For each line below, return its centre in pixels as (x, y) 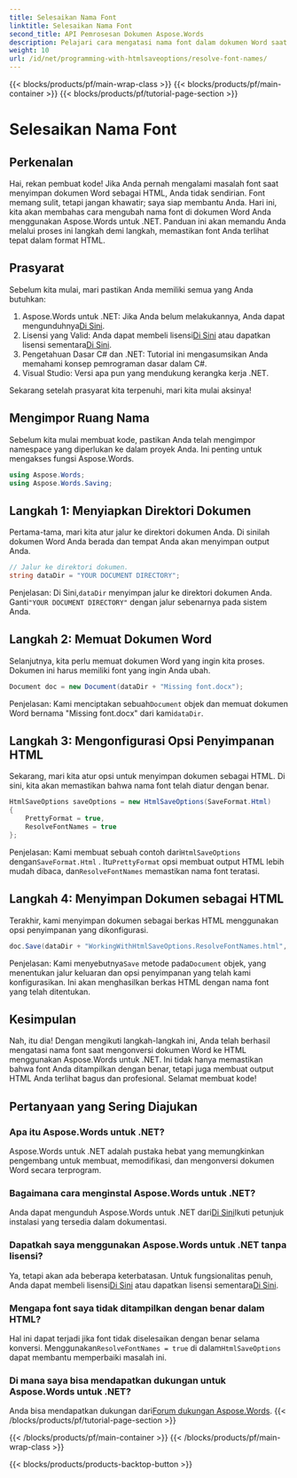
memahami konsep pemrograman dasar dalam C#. (114, 363)
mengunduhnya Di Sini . (63, 325)
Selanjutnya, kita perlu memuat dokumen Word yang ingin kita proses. (137, 661)
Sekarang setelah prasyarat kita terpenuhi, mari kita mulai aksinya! (130, 390)
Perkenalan (41, 162)
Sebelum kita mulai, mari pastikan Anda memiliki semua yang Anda (131, 289)
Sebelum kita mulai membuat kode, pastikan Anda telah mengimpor (133, 439)
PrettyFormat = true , (65, 819)
